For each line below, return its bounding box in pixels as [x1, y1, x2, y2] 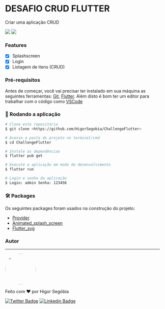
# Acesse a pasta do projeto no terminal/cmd [5, 135, 100, 140]
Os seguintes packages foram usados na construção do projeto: [5, 206, 135, 211]
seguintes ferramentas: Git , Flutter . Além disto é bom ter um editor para [5, 93, 150, 99]
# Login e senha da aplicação [5, 176, 67, 181]
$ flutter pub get [5, 153, 43, 158]
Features [5, 41, 27, 48]
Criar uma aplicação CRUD [5, 19, 59, 25]
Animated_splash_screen [12, 220, 63, 226]
